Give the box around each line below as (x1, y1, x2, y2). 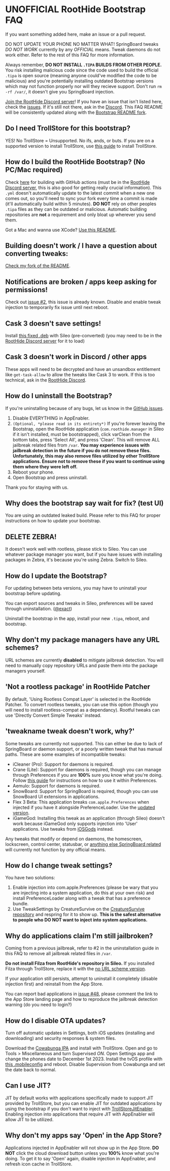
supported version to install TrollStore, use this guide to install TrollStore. (5, 143, 157, 149)
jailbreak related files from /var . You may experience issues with (12, 442, 150, 448)
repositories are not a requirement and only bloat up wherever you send (5, 211, 156, 217)
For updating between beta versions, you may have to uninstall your (5, 585, 147, 591)
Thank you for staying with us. (5, 484, 69, 490)
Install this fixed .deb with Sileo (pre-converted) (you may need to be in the (5, 333, 162, 338)
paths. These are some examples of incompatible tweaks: (5, 751, 126, 757)
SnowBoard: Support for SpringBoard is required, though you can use (12, 788, 158, 794)
